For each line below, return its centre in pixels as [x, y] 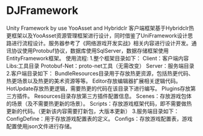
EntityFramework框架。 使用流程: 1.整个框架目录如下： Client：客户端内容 [98, 58]
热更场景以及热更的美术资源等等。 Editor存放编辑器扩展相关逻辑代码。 [94, 81]
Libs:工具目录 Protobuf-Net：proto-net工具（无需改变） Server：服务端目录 [100, 66]
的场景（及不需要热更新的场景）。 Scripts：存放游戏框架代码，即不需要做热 [99, 103]
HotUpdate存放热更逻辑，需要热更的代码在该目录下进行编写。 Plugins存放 [98, 88]
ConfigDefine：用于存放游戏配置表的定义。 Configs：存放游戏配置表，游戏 [99, 118]
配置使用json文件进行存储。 [41, 126]
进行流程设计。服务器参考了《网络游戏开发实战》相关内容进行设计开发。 [101, 43]
